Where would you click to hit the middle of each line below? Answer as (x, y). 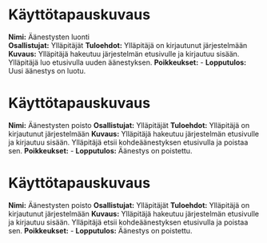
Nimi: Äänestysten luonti (49, 37)
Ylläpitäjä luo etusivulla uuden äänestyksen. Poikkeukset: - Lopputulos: (128, 62)
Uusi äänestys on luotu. (47, 70)
